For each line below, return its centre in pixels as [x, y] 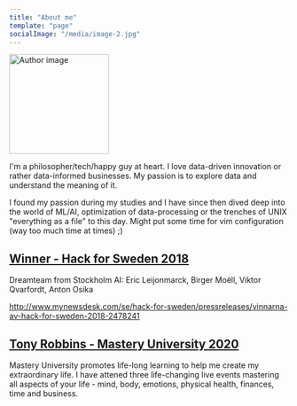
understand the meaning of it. [63, 185]
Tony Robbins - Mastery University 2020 [124, 344]
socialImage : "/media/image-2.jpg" [75, 34]
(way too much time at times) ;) [66, 230]
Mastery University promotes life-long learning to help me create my [134, 365]
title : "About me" [43, 17]
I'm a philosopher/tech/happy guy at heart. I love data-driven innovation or [145, 167]
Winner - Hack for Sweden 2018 [99, 258]
